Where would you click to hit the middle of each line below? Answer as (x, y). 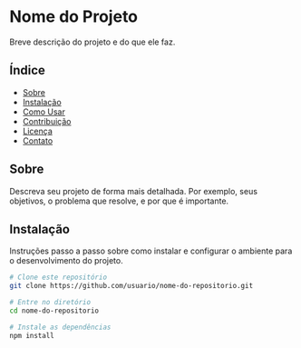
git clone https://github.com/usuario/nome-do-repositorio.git (131, 286)
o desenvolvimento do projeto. (67, 261)
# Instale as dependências (60, 327)
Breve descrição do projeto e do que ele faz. (92, 42)
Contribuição (47, 121)
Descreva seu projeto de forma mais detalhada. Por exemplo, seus (134, 191)
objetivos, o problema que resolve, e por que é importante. (119, 201)
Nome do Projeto (74, 17)
